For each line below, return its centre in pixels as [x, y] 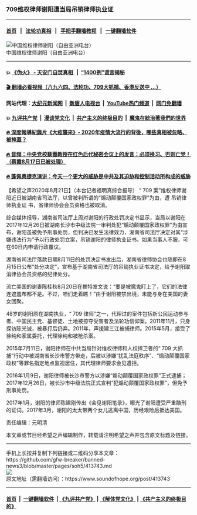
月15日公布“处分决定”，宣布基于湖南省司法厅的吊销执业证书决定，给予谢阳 [96, 267]
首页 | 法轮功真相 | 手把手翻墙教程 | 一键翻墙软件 [71, 31]
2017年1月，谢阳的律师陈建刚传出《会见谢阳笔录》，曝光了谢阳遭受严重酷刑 [96, 403]
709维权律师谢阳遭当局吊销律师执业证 [60, 9]
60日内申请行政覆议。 [38, 247]
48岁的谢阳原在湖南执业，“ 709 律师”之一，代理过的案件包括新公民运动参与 [97, 314]
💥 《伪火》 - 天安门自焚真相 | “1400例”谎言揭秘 [65, 72]
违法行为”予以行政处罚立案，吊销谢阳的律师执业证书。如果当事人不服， [97, 240]
